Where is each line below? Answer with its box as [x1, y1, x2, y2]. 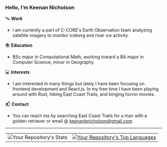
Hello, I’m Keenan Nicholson [5, 4, 75, 11]
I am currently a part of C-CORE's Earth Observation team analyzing [12, 27, 153, 33]
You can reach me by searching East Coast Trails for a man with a [12, 113, 148, 119]
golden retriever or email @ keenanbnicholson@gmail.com [12, 118, 133, 124]
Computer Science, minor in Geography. [12, 59, 95, 65]
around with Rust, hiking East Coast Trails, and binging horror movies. [12, 91, 156, 97]
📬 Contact [5, 101, 29, 107]
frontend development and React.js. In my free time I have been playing [12, 86, 159, 92]
